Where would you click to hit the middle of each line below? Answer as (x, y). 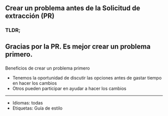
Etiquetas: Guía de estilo (37, 108)
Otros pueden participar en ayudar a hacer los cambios (69, 88)
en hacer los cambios (34, 83)
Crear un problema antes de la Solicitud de (73, 8)
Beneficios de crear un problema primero (47, 68)
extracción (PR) (30, 16)
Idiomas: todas (28, 102)
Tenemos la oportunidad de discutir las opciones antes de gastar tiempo (87, 77)
